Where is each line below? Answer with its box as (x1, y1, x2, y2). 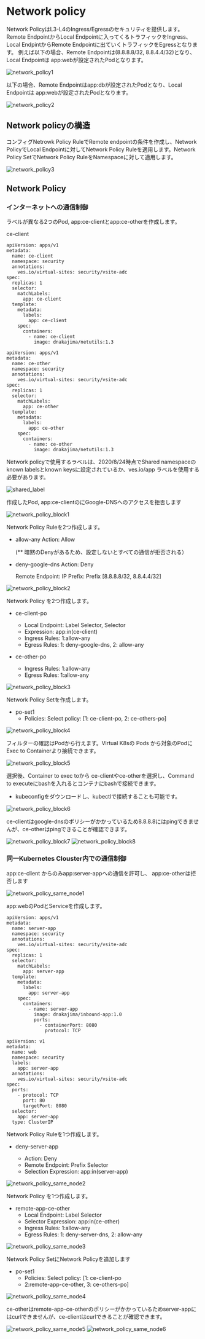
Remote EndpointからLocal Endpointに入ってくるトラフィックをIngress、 (6, 33, 191, 41)
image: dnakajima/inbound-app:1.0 (33, 1011, 122, 1017)
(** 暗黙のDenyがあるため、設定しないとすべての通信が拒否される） (15, 548, 188, 556)
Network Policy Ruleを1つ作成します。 (6, 1130, 102, 1138)
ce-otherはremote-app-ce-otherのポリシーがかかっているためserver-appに (6, 1305, 197, 1313)
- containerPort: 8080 (39, 1022, 98, 1028)
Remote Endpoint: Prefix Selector (24, 1161, 109, 1169)
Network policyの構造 (6, 120, 91, 131)
